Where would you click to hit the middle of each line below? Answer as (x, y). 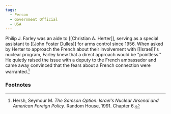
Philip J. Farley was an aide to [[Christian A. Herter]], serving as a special (82, 39)
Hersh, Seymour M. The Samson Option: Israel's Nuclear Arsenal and (85, 101)
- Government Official (34, 19)
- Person (19, 15)
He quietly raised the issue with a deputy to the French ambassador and (81, 60)
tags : (11, 10)
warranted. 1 (18, 71)
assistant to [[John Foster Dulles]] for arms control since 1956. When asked (84, 44)
